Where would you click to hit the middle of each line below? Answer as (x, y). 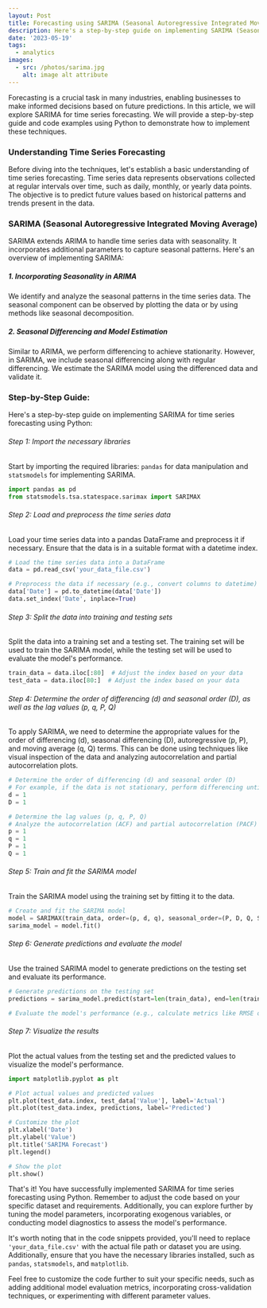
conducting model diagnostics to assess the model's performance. (118, 1223)
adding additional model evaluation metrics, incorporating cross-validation (130, 1287)
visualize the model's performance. (66, 1064)
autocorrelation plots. (43, 766)
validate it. (25, 377)
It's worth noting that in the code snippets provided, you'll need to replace (129, 1238)
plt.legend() (30, 1152)
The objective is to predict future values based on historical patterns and (127, 194)
